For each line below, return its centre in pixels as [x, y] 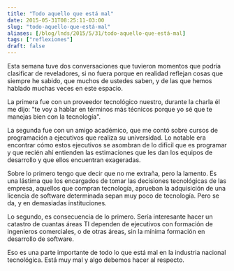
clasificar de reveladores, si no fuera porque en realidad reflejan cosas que [115, 73]
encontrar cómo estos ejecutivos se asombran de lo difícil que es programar [117, 145]
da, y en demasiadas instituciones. [57, 203]
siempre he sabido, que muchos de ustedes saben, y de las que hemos [110, 81]
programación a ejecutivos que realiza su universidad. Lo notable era [107, 138]
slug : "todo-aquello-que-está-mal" [59, 27]
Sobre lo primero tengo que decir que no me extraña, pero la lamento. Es [112, 173]
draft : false [26, 46]
